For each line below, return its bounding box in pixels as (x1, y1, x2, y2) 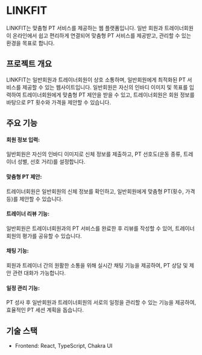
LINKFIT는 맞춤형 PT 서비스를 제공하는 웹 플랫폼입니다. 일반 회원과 (6, 24, 163, 31)
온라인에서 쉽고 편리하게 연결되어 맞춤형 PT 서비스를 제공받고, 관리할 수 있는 (12, 31, 192, 39)
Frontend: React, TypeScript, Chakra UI (14, 342, 113, 349)
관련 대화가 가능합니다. (12, 269, 66, 277)
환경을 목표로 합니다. (6, 39, 55, 46)
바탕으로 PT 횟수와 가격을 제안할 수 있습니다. (6, 98, 112, 106)
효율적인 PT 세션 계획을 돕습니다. (6, 306, 84, 314)
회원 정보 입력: (6, 136, 40, 143)
